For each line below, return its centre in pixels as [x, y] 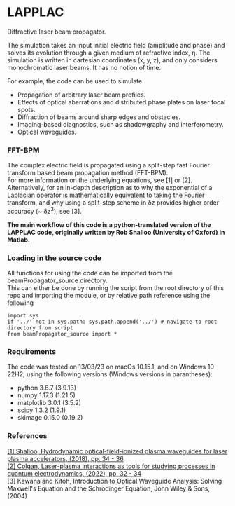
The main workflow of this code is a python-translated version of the [109, 224]
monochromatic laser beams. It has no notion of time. [84, 67]
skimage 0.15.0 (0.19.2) [50, 418]
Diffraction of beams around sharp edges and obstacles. [99, 117]
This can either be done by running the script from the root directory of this [116, 288]
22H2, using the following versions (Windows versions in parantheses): [110, 374]
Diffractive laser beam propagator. [57, 32]
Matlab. [19, 240]
